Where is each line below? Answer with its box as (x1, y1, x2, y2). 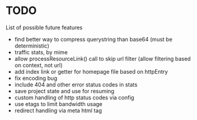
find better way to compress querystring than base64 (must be (14, 35, 173, 43)
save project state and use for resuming (14, 87, 115, 94)
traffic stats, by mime (14, 48, 68, 55)
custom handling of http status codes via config (14, 94, 134, 101)
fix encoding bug (14, 74, 57, 82)
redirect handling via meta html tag (14, 107, 102, 114)
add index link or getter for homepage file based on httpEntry (14, 68, 168, 75)
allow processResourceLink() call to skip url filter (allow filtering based (14, 55, 191, 62)
